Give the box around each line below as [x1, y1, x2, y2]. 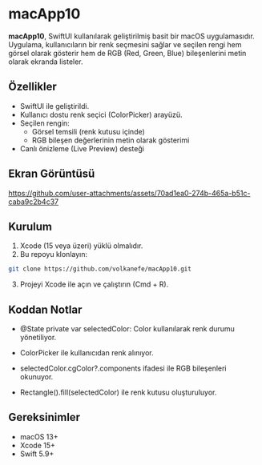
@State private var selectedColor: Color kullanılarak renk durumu [19, 324, 235, 334]
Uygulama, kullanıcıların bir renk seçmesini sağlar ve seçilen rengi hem [8, 39, 242, 49]
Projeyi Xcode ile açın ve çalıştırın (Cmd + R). [19, 279, 169, 289]
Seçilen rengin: [19, 118, 70, 128]
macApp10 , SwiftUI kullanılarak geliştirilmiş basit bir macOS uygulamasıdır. [8, 31, 255, 41]
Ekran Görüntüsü [8, 167, 95, 181]
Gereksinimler [8, 411, 81, 424]
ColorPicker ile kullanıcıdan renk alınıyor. [19, 348, 154, 358]
